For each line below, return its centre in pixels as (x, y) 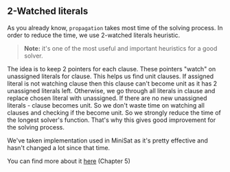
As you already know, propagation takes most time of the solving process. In (115, 27)
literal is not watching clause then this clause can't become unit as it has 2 (112, 83)
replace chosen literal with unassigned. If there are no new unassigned (107, 98)
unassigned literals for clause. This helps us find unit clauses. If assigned (111, 76)
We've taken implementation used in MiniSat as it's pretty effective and (107, 140)
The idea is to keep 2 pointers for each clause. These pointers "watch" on (112, 69)
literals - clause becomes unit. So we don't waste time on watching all (106, 105)
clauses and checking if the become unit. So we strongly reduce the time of (114, 112)
